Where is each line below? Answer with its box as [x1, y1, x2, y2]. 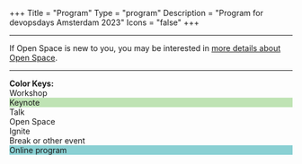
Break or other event [9, 135, 85, 146]
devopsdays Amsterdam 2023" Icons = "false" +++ [9, 17, 200, 28]
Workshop [9, 88, 48, 98]
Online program [9, 145, 67, 155]
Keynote [9, 98, 40, 108]
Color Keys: [9, 78, 54, 89]
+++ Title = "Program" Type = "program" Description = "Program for [9, 8, 263, 18]
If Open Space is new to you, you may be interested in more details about [9, 43, 281, 53]
